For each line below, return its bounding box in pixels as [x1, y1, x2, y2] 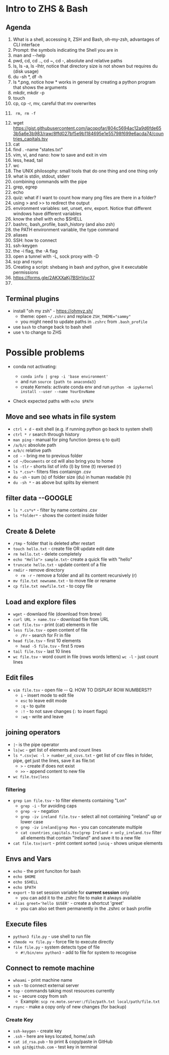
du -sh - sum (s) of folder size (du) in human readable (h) [13, 474, 132, 480]
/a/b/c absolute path [13, 442, 57, 448]
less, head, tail [13, 157, 43, 163]
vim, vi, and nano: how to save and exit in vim [13, 152, 107, 158]
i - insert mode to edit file [20, 692, 74, 698]
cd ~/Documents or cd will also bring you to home [13, 458, 113, 464]
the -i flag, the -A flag [13, 248, 58, 254]
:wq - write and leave [20, 713, 64, 719]
